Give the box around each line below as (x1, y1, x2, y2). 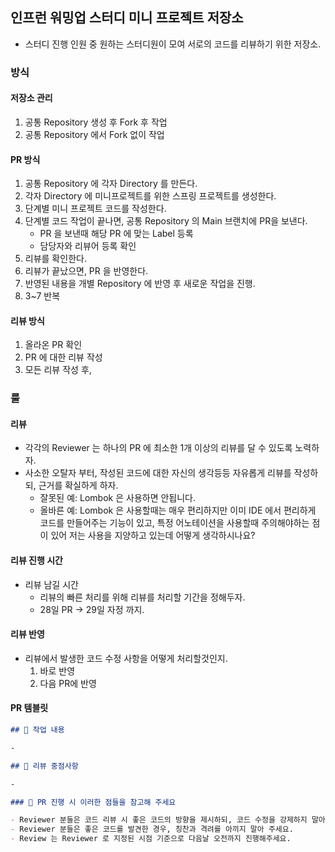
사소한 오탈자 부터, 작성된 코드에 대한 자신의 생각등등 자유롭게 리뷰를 (24, 467, 292, 479)
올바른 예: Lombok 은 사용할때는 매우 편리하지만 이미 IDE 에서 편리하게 (39, 504, 317, 517)
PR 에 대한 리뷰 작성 (24, 351, 103, 363)
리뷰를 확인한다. (24, 253, 87, 265)
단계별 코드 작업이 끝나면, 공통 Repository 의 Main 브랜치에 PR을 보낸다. (24, 215, 308, 227)
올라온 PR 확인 (24, 339, 83, 351)
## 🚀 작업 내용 (10, 725, 65, 735)
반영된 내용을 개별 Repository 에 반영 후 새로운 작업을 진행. (24, 278, 256, 290)
